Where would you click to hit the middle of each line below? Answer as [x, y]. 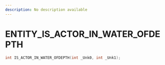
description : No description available [46, 10]
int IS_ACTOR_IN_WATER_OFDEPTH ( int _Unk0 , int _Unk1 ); [63, 58]
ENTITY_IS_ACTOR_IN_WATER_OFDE [83, 34]
